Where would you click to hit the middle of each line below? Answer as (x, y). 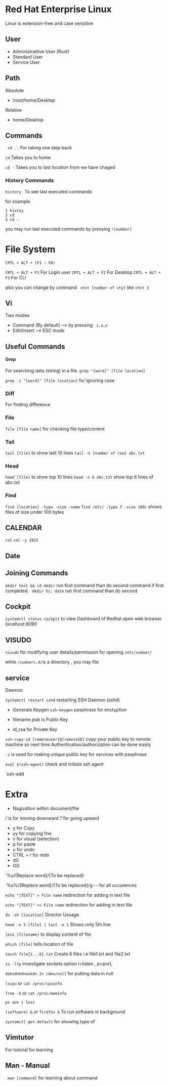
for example (18, 201)
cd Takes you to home (28, 157)
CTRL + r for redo (31, 855)
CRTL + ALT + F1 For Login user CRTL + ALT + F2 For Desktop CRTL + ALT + (83, 272)
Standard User (28, 57)
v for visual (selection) (36, 839)
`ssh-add (15, 774)
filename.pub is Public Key (40, 719)
